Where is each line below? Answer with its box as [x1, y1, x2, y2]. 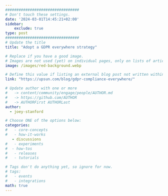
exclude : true [14, 26, 43, 31]
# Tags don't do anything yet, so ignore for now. [5, 164, 113, 169]
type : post [5, 31, 28, 36]
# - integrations [5, 178, 46, 183]
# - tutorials [5, 155, 39, 160]
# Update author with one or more [5, 86, 77, 91]
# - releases [5, 151, 37, 156]
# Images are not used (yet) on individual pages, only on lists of [5, 58, 151, 63]
